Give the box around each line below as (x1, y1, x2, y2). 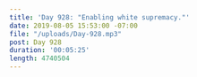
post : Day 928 (9, 37, 63, 47)
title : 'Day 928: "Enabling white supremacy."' (9, 12, 191, 22)
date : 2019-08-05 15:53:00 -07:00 (9, 21, 139, 30)
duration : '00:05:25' (9, 46, 90, 55)
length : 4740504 (9, 54, 70, 63)
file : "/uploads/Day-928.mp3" (9, 29, 123, 38)
